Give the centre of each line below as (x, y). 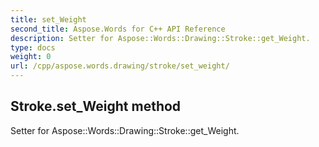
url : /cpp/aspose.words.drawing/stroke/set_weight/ (120, 66)
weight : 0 (31, 57)
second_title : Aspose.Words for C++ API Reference (118, 29)
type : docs (33, 47)
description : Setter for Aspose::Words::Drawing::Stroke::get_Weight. (160, 38)
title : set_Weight (48, 19)
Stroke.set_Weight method (96, 106)
